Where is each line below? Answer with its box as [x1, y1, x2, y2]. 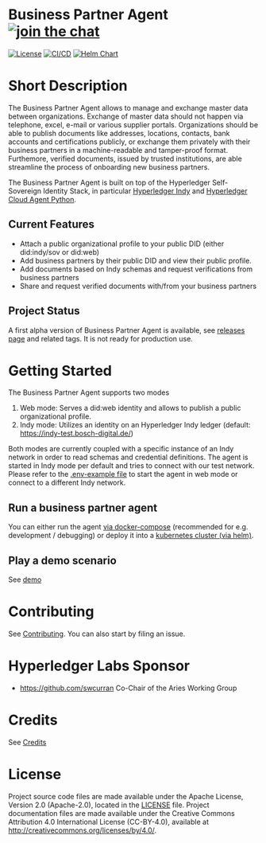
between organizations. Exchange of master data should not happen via [8, 111, 244, 121]
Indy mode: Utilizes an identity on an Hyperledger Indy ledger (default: [19, 420, 251, 430]
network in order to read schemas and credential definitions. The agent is [8, 452, 249, 462]
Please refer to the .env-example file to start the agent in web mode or [8, 470, 238, 479]
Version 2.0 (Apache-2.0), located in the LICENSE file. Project [8, 800, 210, 810]
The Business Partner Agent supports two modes [8, 388, 170, 397]
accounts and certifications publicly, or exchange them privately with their [8, 137, 251, 146]
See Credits [8, 737, 47, 747]
